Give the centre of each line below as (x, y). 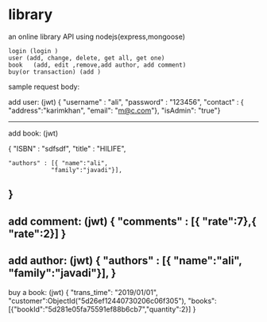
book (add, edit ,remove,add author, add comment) (97, 65)
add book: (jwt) (33, 133)
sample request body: (44, 86)
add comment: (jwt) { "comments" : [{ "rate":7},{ (132, 221)
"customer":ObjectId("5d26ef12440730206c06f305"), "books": (112, 301)
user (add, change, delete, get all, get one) (87, 58)
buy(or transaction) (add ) (55, 72)
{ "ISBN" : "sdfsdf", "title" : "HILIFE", (67, 148)
